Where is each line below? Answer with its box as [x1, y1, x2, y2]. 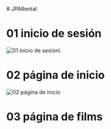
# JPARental [6, 6, 37, 12]
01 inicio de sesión [6, 27, 102, 40]
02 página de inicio [6, 68, 105, 82]
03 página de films [6, 110, 103, 124]
